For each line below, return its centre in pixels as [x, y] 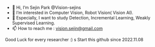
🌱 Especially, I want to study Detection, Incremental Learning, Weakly [81, 18]
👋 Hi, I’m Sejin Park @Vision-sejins [46, 8]
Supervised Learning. [33, 23]
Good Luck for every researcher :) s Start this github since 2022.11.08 [74, 39]
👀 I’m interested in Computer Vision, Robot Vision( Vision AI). [73, 13]
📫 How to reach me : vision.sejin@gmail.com [57, 28]
